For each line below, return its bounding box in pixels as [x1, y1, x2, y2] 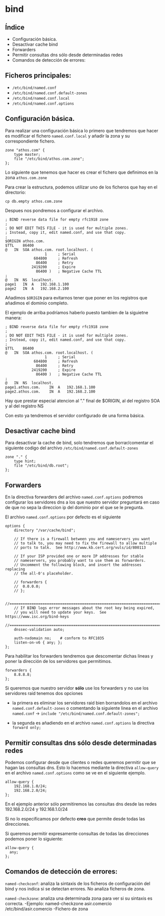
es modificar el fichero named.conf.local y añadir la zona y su [5, 133, 130, 139]
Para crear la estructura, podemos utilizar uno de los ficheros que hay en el [5, 184, 158, 190]
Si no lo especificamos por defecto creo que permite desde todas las [5, 816, 145, 822]
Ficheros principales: [5, 72, 71, 80]
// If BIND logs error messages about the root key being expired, [14, 606, 155, 611]
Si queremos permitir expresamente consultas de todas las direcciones [5, 831, 149, 837]
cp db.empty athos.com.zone [5, 199, 63, 204]
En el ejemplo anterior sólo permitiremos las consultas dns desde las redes [5, 801, 157, 807]
